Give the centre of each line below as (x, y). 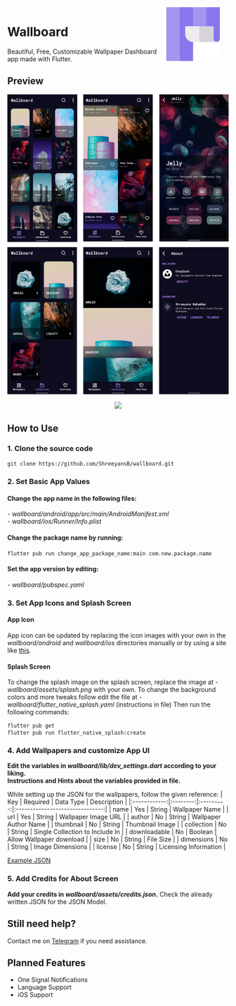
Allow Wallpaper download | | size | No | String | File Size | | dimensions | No (118, 839)
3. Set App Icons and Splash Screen (69, 603)
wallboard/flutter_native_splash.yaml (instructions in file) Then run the (109, 704)
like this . (19, 650)
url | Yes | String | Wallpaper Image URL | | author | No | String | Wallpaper (114, 817)
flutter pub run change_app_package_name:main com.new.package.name (110, 553)
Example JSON (29, 861)
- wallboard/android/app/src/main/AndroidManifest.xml (88, 514)
